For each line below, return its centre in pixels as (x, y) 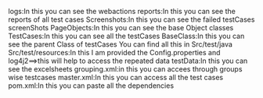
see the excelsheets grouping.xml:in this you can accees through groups (125, 69)
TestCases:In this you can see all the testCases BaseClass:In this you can (126, 36)
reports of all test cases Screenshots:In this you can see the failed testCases (131, 19)
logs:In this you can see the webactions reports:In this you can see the (122, 11)
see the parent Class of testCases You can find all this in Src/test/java (121, 44)
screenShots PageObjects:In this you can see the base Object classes (121, 28)
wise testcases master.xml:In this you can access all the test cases (116, 77)
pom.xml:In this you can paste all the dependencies (91, 86)
